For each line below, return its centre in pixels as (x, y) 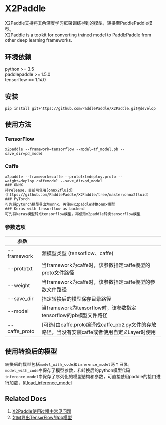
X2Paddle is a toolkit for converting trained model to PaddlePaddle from (78, 35)
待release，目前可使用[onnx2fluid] (39, 190)
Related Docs (26, 399)
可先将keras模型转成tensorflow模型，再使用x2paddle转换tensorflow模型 (73, 214)
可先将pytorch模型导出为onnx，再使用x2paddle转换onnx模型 (60, 204)
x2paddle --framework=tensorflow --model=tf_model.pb (62, 149)
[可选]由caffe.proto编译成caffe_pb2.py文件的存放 (99, 324)
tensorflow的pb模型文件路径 (75, 315)
